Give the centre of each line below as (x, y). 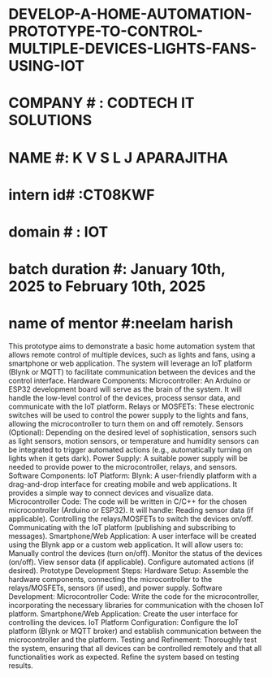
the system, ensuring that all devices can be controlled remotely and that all (135, 649)
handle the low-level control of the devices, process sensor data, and (125, 398)
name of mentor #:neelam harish (121, 324)
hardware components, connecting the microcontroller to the (110, 579)
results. (21, 666)
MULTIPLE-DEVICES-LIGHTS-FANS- (133, 49)
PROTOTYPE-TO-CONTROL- (106, 31)
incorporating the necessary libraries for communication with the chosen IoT (136, 605)
